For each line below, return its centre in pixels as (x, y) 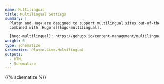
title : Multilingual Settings (36, 14)
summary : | (16, 18)
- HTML (16, 59)
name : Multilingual (25, 9)
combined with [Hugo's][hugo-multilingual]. (55, 28)
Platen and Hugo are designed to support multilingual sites (73, 23)
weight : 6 (15, 41)
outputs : (14, 54)
